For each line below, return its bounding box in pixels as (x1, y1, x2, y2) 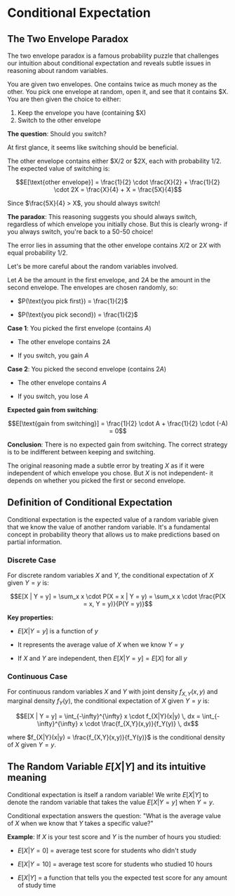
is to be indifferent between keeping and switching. (7, 448, 156, 456)
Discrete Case (7, 555, 57, 565)
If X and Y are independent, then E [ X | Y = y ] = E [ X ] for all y (17, 654, 187, 663)
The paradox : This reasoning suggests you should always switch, (7, 213, 198, 220)
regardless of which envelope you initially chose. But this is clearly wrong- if (7, 220, 228, 228)
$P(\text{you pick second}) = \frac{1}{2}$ (17, 310, 138, 319)
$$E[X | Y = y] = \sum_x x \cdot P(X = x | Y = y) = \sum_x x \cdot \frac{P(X (10, 592, 226, 601)
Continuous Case (7, 672, 68, 682)
